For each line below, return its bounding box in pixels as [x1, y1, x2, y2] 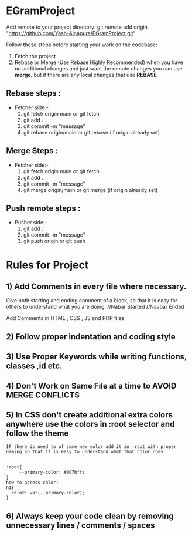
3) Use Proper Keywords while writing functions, [6, 352, 187, 362]
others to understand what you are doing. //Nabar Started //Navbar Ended [6, 304, 184, 311]
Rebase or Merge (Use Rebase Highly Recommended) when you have [14, 59, 183, 66]
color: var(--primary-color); [11, 490, 85, 496]
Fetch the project [14, 52, 56, 59]
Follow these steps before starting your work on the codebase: [6, 41, 158, 48]
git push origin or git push [23, 238, 86, 245]
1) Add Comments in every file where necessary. [6, 281, 187, 291]
